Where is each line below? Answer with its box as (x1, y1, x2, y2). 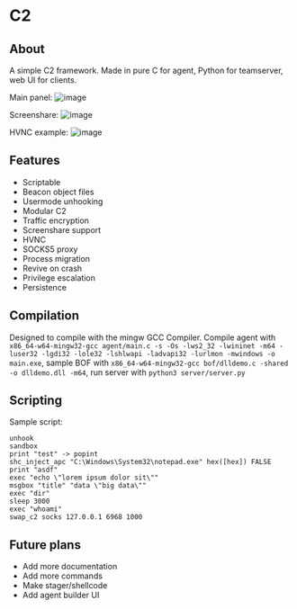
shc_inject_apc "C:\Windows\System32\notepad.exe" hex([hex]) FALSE (9, 458, 272, 467)
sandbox (9, 442, 39, 451)
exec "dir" (9, 489, 50, 498)
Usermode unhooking (22, 195, 103, 207)
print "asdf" (9, 465, 58, 475)
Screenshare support (22, 224, 102, 235)
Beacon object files (22, 186, 94, 197)
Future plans (9, 537, 81, 552)
